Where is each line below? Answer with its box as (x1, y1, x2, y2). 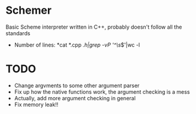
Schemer (5, 4, 52, 17)
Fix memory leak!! (14, 101, 59, 108)
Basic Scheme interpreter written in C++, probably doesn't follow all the (5, 23, 182, 30)
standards (5, 29, 30, 36)
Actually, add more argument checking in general (14, 94, 136, 101)
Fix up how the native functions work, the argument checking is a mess (14, 88, 190, 95)
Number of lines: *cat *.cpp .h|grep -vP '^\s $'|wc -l (14, 41, 140, 48)
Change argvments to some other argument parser (14, 82, 140, 89)
